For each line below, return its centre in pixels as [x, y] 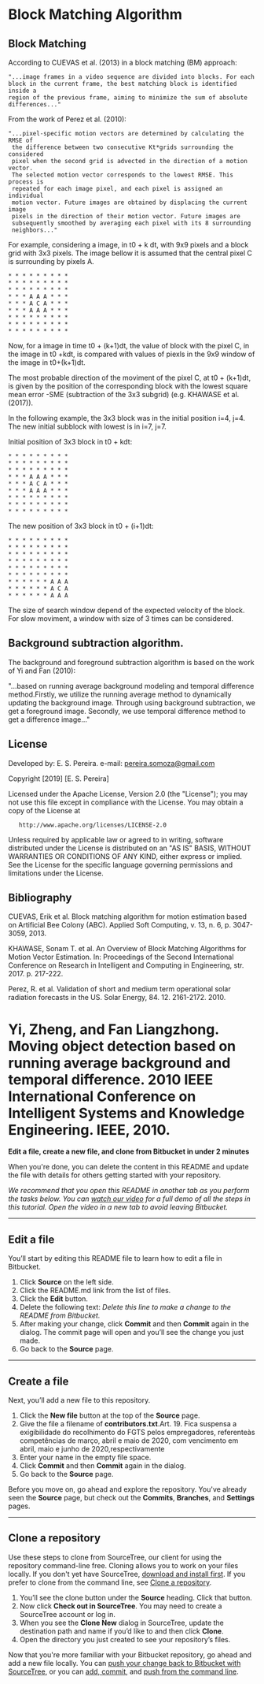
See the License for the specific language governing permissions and [121, 864]
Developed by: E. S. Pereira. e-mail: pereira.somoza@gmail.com [112, 763]
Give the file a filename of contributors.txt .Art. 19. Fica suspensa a [128, 1424]
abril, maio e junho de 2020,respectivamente [92, 1449]
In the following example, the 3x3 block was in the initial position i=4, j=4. [127, 418]
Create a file [38, 1381]
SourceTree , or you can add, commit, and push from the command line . [123, 1671]
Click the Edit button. [54, 1299]
